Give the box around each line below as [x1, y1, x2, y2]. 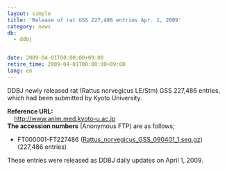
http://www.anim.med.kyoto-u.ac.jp [13, 114, 116, 123]
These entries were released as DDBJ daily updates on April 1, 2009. [7, 156, 203, 164]
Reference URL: [7, 107, 53, 115]
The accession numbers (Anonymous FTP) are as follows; [7, 122, 175, 130]
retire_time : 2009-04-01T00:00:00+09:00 [7, 61, 126, 68]
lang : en [7, 67, 33, 74]
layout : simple [7, 10, 51, 17]
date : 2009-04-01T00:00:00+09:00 [7, 55, 104, 62]
